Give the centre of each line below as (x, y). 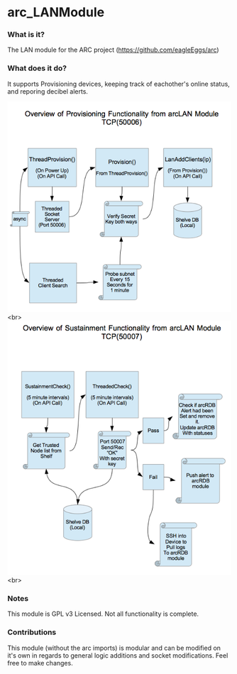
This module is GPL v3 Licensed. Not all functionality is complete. (103, 614)
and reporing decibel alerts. (48, 91)
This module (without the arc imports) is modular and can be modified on (114, 648)
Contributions (32, 632)
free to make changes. (40, 663)
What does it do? (37, 68)
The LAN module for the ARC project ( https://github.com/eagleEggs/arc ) (113, 50)
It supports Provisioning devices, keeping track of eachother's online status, (119, 84)
